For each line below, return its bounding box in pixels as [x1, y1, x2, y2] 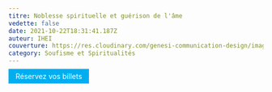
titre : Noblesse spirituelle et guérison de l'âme [8, 11, 183, 20]
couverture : [8, 42, 49, 50]
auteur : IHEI [8, 34, 53, 43]
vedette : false [8, 19, 60, 27]
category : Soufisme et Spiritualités [8, 49, 136, 57]
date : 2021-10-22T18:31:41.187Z [8, 27, 117, 35]
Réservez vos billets [15, 72, 83, 81]
